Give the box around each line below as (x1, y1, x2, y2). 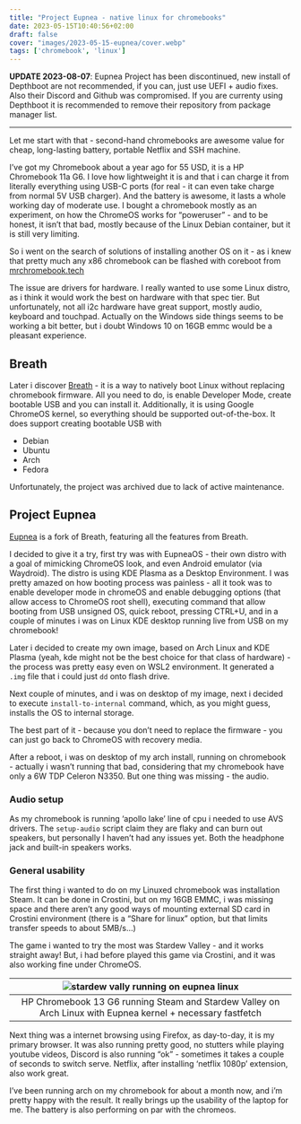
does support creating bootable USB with (9, 418, 162, 429)
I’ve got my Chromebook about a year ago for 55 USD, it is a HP (9, 162, 245, 173)
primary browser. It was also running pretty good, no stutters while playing (9, 1040, 285, 1050)
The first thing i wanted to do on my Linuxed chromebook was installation (9, 884, 280, 895)
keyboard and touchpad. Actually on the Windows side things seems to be (9, 311, 284, 322)
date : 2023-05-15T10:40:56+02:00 (9, 22, 134, 30)
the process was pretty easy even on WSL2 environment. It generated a (9, 661, 275, 672)
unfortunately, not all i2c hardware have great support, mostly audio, (9, 301, 262, 312)
